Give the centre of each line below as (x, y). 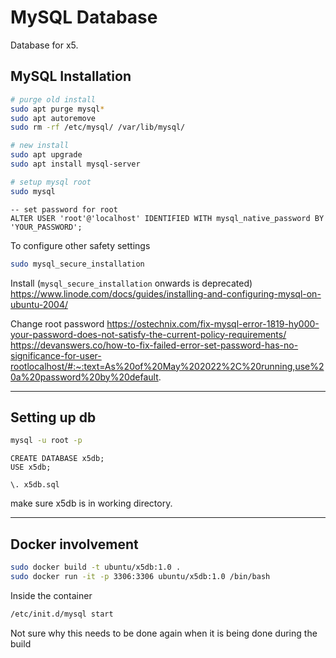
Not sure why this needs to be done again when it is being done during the (164, 633)
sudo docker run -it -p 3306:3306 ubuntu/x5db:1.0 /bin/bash (140, 576)
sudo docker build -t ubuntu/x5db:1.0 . (96, 567)
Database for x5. (44, 45)
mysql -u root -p (46, 441)
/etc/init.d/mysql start (62, 614)
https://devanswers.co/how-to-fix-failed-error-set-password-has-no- (154, 345)
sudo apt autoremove (53, 118)
